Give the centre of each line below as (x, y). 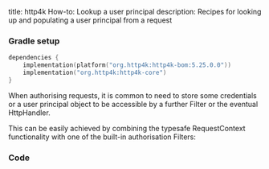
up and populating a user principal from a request (90, 20)
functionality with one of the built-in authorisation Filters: (102, 137)
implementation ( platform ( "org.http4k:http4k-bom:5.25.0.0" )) (127, 65)
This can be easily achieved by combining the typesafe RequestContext (127, 128)
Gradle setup (34, 41)
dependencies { (34, 58)
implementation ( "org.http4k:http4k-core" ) (95, 73)
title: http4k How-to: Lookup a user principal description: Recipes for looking (135, 12)
